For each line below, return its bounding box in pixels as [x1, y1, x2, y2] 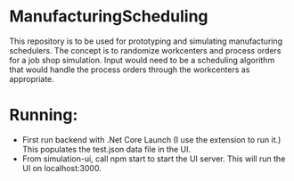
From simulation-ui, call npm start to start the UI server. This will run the [21, 153, 286, 164]
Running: [9, 105, 78, 126]
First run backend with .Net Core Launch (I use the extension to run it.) [21, 134, 282, 144]
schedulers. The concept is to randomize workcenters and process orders [9, 45, 282, 55]
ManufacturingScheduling [9, 6, 208, 27]
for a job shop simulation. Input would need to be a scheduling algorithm [9, 54, 275, 65]
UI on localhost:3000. [21, 162, 102, 173]
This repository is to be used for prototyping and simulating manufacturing [9, 36, 283, 46]
